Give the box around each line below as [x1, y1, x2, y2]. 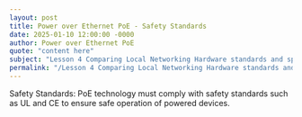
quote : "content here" [9, 47, 94, 56]
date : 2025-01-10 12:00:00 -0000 [9, 30, 135, 39]
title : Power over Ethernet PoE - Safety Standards [9, 22, 207, 31]
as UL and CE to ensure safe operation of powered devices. [9, 97, 231, 108]
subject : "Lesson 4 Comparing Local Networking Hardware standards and [9, 55, 283, 64]
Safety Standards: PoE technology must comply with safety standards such [9, 87, 289, 99]
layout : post [9, 13, 58, 22]
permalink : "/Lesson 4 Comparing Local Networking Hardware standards [9, 64, 280, 73]
